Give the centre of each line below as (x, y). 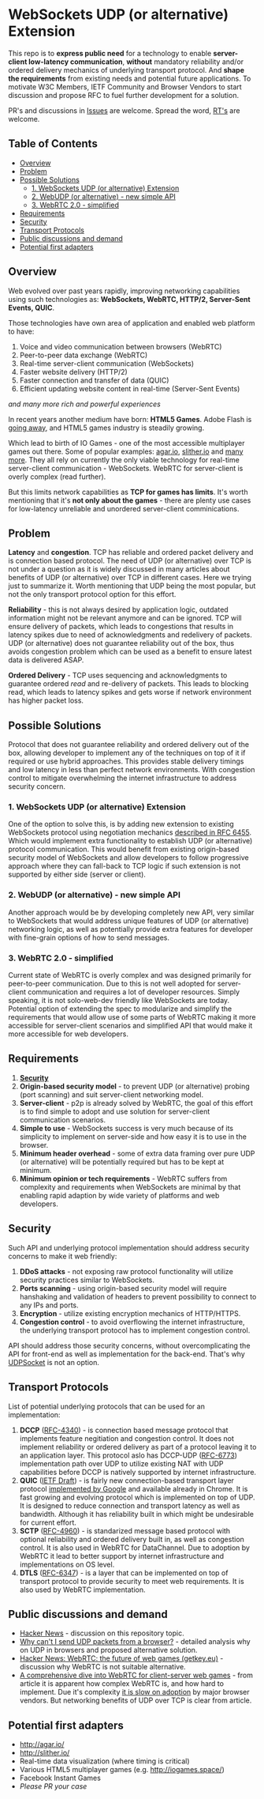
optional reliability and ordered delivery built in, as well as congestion (132, 1539)
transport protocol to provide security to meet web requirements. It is (132, 1581)
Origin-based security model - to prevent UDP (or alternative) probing (134, 1086)
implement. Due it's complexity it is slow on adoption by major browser (134, 1692)
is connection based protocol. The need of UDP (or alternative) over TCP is (130, 561)
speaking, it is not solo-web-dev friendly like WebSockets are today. (119, 1001)
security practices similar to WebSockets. (87, 1280)
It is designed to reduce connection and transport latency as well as (130, 1505)
